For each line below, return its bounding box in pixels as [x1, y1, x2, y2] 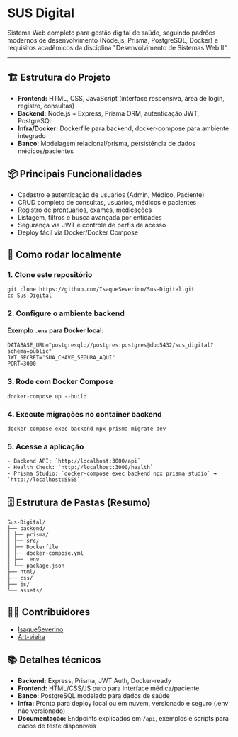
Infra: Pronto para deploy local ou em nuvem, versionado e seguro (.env [17, 699, 229, 707]
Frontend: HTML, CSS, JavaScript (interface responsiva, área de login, [17, 94, 225, 102]
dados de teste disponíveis [17, 721, 97, 730]
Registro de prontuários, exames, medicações [17, 206, 152, 214]
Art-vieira [17, 632, 46, 641]
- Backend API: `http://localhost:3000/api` [7, 458, 141, 465]
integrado [17, 131, 46, 140]
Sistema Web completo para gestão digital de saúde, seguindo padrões [7, 28, 216, 37]
